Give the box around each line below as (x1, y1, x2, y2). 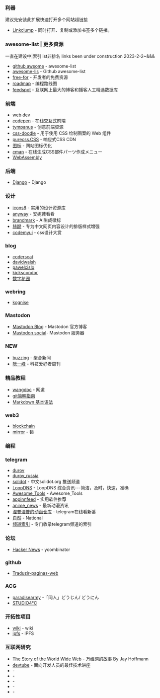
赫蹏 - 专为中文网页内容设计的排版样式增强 (12, 224, 100, 230)
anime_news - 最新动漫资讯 (12, 503, 69, 509)
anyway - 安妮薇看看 (12, 211, 55, 217)
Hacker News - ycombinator (12, 546, 71, 552)
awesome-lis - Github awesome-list (12, 68, 86, 74)
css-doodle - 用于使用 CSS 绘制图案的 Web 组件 (12, 130, 111, 136)
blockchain (12, 423, 35, 429)
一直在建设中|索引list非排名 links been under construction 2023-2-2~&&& (5, 53, 155, 59)
